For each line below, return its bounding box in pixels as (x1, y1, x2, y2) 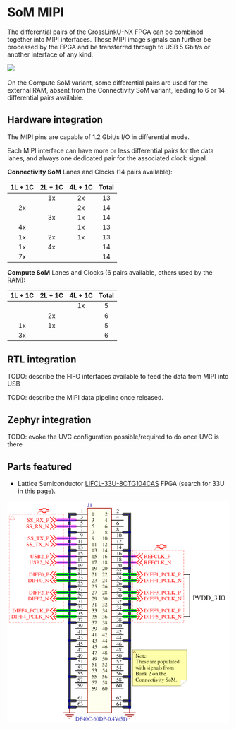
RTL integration (7, 353, 77, 365)
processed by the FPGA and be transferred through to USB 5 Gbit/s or (7, 42, 211, 51)
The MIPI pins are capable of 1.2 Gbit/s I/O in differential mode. (7, 132, 190, 141)
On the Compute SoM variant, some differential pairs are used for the (7, 78, 208, 87)
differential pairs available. (7, 93, 84, 102)
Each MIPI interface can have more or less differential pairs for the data (7, 146, 214, 155)
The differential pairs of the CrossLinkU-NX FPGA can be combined (7, 28, 204, 36)
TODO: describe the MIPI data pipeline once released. (7, 393, 164, 402)
